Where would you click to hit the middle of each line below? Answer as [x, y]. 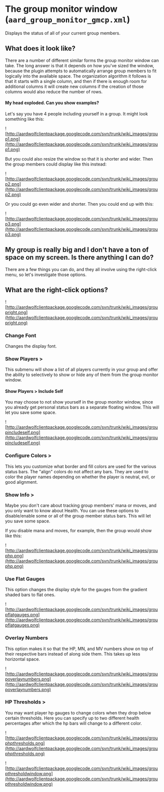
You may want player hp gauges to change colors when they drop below [78, 712]
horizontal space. [23, 659]
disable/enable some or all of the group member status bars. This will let [78, 516]
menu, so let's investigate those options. [46, 274]
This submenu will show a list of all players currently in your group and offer [82, 370]
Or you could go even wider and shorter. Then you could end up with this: [79, 204]
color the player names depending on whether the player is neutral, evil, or [80, 477]
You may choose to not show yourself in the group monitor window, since [79, 402]
